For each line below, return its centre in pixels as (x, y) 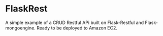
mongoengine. (20, 27)
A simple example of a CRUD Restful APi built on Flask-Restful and (75, 22)
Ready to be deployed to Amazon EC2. (77, 27)
